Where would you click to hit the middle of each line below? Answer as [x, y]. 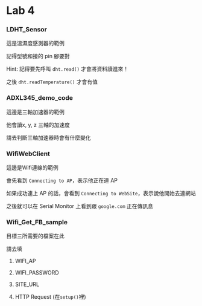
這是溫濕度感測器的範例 [35, 44]
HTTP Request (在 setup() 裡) [50, 297]
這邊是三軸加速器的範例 [35, 112]
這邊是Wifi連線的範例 [32, 168]
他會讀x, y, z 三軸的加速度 [38, 125]
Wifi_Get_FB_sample [37, 222]
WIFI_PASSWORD [37, 273]
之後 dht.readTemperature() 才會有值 [52, 82]
